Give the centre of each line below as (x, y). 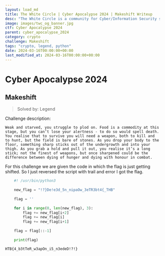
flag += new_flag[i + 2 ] (46, 213)
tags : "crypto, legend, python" (38, 46)
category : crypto (23, 37)
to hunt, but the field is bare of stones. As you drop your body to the (82, 140)
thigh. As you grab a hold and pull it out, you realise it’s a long (78, 149)
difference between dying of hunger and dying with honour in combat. (79, 158)
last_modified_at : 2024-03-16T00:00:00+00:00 (52, 55)
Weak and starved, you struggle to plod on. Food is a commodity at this (82, 128)
